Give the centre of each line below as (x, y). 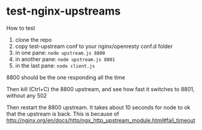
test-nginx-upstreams (64, 11)
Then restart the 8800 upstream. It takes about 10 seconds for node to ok (98, 107)
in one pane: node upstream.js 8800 (60, 52)
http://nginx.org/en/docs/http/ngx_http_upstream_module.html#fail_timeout (101, 120)
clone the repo (33, 39)
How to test (21, 28)
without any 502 (27, 95)
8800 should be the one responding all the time (66, 77)
